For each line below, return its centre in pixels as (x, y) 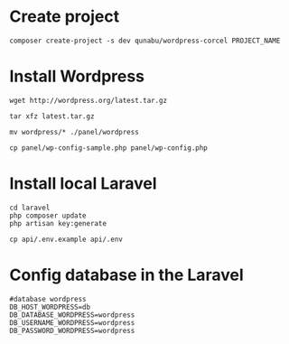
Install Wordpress (77, 76)
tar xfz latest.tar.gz (52, 116)
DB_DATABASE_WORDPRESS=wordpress (72, 315)
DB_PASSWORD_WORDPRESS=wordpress (72, 330)
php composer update (48, 215)
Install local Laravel (83, 184)
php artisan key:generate (58, 223)
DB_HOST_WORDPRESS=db (50, 307)
